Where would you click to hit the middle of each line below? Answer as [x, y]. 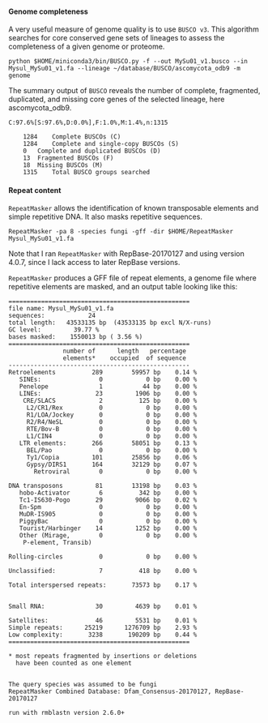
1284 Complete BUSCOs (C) [72, 137]
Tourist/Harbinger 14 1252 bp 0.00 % [108, 528]
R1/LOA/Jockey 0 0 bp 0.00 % [112, 415]
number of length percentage [124, 351]
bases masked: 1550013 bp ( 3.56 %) [76, 337]
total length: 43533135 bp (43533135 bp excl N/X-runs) [110, 323]
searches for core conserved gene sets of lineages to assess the [117, 38]
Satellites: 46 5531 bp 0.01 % [103, 621]
